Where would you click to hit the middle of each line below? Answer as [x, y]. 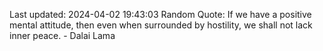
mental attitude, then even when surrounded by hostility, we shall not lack [161, 25]
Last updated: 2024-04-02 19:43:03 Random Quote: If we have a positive [160, 14]
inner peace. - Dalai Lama [62, 35]
